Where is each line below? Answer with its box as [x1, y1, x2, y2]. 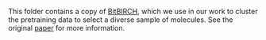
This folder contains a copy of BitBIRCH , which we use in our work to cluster [8, 7, 258, 16]
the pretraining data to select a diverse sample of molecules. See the [8, 15, 233, 24]
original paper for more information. [8, 24, 125, 32]
